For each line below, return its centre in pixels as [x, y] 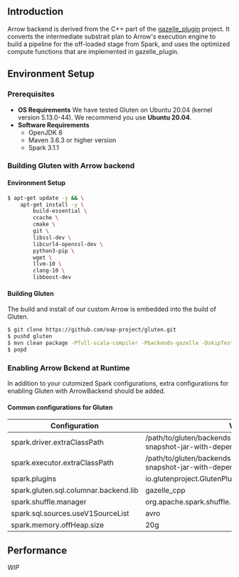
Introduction [36, 12]
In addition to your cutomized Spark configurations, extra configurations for [118, 383]
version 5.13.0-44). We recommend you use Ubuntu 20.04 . [105, 117]
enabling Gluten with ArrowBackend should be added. [86, 391]
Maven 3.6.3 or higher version [72, 140]
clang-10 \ [49, 271]
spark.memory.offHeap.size [58, 525]
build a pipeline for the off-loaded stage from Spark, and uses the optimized [119, 44]
